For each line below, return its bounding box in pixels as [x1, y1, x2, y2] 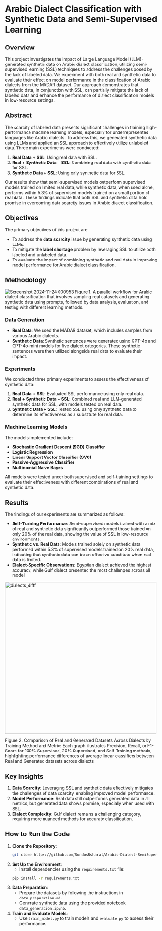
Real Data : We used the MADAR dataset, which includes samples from [12, 327, 152, 333]
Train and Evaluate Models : [12, 910, 68, 916]
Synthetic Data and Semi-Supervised [5, 14, 158, 25]
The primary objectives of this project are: [5, 227, 89, 232]
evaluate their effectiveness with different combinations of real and [5, 479, 139, 485]
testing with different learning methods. [5, 304, 84, 310]
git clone [12, 852, 32, 857]
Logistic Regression [12, 449, 53, 455]
